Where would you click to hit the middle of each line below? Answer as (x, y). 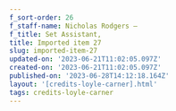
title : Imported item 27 (55, 43)
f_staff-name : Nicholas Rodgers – (74, 26)
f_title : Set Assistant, (55, 34)
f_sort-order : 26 (42, 17)
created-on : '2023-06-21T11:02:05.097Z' (86, 68)
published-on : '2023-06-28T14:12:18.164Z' (89, 76)
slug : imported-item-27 (54, 51)
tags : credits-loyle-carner (62, 92)
